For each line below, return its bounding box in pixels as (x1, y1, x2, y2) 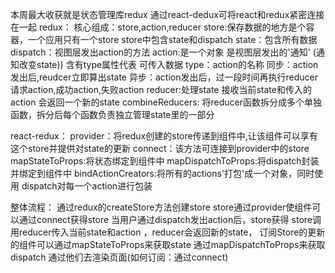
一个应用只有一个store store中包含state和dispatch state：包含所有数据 (27, 34, 318, 45)
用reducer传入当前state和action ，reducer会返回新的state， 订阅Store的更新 (10, 226, 326, 238)
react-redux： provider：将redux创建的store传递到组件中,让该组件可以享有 (10, 130, 318, 142)
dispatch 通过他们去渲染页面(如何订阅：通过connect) (10, 251, 229, 263)
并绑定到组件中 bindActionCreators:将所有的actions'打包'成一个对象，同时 (10, 168, 315, 179)
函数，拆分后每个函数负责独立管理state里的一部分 (10, 109, 215, 120)
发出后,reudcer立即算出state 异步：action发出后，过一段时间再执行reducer (10, 71, 318, 83)
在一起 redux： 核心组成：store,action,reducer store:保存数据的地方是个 (10, 21, 307, 33)
